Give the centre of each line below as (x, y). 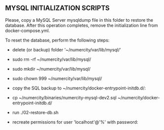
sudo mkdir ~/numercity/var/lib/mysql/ (51, 69)
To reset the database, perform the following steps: (57, 40)
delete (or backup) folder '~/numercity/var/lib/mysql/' (66, 49)
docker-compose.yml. (28, 30)
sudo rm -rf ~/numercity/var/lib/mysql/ (52, 59)
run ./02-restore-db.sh (35, 112)
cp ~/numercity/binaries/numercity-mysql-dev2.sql (64, 97)
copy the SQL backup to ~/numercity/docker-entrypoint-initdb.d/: (79, 88)
